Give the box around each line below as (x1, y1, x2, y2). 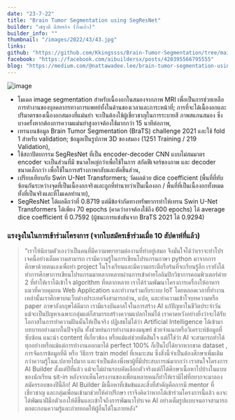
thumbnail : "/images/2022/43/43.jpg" (7, 36, 117, 43)
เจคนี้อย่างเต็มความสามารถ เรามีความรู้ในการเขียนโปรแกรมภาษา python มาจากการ (24, 254, 217, 262)
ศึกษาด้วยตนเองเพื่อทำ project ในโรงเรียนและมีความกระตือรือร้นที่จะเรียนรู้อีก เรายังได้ (24, 262, 225, 270)
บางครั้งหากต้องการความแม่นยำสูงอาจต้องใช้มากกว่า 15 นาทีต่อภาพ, (17, 118, 171, 127)
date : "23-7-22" (7, 10, 55, 17)
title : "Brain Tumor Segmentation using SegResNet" (7, 17, 161, 24)
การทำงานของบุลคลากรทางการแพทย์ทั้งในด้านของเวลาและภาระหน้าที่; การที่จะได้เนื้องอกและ (17, 103, 227, 111)
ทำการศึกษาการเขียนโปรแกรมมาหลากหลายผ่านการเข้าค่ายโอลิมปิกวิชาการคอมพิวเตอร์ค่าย (24, 270, 227, 279)
